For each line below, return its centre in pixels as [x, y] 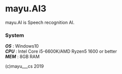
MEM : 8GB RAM [22, 57]
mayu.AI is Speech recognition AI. [40, 22]
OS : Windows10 [22, 46]
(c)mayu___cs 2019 [24, 66]
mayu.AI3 [26, 9]
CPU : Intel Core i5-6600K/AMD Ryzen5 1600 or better [61, 51]
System [15, 35]
